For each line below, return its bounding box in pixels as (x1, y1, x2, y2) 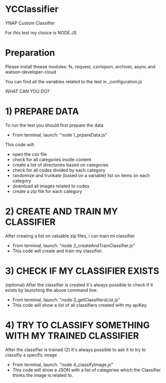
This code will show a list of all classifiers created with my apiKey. (12, 302, 148, 308)
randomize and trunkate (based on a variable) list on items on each (12, 172, 150, 178)
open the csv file (12, 151, 47, 157)
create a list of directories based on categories (12, 162, 109, 168)
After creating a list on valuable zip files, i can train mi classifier (5, 233, 135, 239)
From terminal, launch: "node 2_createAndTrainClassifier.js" (12, 242, 136, 248)
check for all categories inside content (12, 156, 91, 163)
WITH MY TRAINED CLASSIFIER (5, 330, 139, 341)
